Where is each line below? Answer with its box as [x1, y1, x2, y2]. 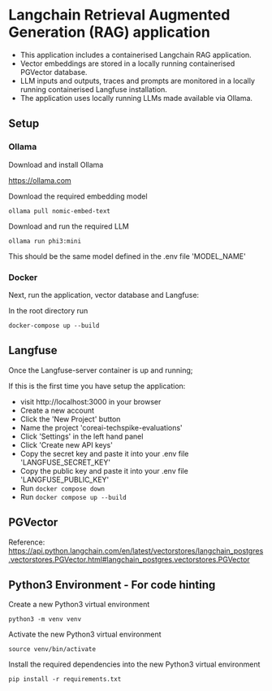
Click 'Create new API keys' [19, 440, 114, 449]
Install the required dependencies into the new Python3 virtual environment [8, 659, 261, 669]
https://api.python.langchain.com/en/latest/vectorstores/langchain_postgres [8, 545, 264, 555]
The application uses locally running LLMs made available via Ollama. [19, 93, 253, 103]
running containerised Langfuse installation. [19, 84, 168, 94]
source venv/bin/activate [8, 645, 96, 654]
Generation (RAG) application [8, 23, 211, 42]
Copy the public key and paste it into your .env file [19, 466, 188, 475]
